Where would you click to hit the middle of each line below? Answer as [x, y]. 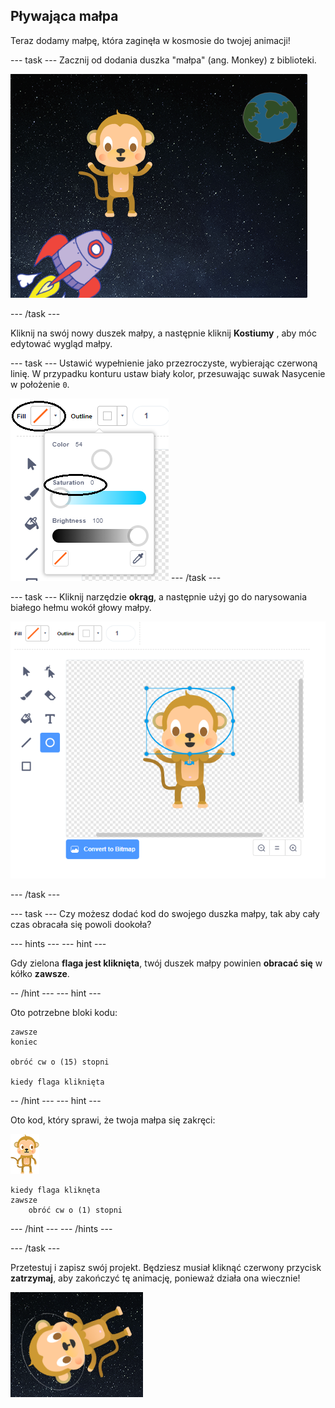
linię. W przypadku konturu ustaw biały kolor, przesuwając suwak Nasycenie [168, 373]
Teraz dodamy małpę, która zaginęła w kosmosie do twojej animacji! [150, 40]
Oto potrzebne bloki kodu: [64, 1013]
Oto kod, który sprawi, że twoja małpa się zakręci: [113, 1120]
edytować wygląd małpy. [61, 343]
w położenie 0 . [40, 384]
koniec [24, 1042]
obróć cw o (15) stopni [60, 1062]
